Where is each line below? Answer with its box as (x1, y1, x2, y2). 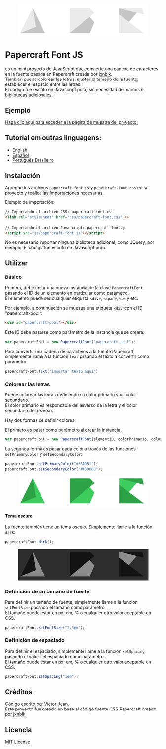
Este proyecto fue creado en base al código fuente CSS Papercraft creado (5, 706, 157, 712)
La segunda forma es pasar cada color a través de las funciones (5, 446, 136, 452)
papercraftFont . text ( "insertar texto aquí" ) (5, 369, 98, 374)
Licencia (5, 725, 32, 734)
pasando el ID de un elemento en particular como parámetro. (5, 290, 129, 296)
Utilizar (5, 259, 28, 268)
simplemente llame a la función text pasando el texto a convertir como (5, 354, 149, 359)
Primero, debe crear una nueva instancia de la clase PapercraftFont (5, 285, 143, 291)
